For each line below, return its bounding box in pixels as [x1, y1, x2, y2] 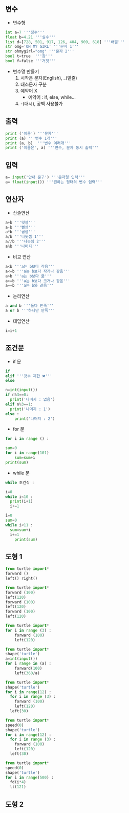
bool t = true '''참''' [5, 53, 53, 59]
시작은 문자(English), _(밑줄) [20, 75, 78, 81]
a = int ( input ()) [5, 656, 38, 661]
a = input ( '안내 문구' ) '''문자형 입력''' [5, 175, 85, 180]
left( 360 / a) [14, 670, 40, 676]
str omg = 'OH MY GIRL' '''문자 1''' [5, 44, 79, 49]
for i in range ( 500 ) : [5, 775, 54, 780]
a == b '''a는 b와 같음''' [5, 283, 54, 288]
